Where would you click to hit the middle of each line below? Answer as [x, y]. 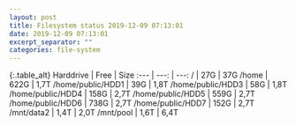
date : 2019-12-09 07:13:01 [59, 33]
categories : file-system [55, 50]
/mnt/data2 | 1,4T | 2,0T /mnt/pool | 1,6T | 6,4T [94, 113]
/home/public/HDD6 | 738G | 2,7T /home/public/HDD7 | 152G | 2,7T [132, 103]
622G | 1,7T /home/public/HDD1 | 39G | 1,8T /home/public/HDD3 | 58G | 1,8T [148, 85]
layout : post [33, 17]
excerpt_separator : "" [51, 42]
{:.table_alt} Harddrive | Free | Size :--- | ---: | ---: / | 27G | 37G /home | [139, 75]
